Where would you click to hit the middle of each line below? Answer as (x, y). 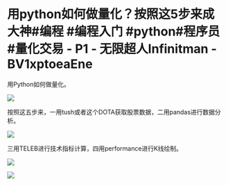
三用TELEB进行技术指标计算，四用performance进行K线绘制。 (95, 148)
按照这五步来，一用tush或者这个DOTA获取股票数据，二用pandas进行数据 (111, 112)
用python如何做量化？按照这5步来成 (111, 14)
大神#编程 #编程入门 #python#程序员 (114, 32)
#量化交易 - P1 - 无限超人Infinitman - (112, 49)
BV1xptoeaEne (50, 64)
